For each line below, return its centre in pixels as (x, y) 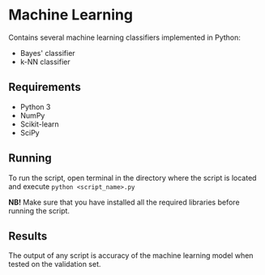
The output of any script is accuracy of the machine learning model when (131, 256)
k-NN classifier (45, 62)
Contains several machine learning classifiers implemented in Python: (125, 37)
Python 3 (35, 106)
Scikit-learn (39, 124)
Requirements (45, 87)
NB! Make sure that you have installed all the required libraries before (124, 202)
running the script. (39, 211)
